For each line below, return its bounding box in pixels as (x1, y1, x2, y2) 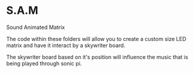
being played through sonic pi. (6, 60, 82, 67)
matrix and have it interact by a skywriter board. (6, 42, 126, 49)
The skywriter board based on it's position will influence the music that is (6, 53, 189, 60)
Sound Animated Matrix (6, 24, 65, 31)
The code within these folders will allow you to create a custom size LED (6, 35, 186, 42)
